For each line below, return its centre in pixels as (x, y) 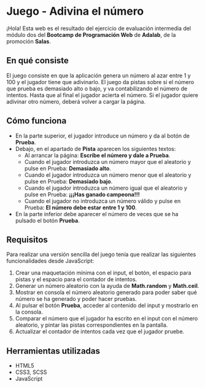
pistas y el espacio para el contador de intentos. (76, 279)
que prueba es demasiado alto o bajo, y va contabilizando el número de (97, 88)
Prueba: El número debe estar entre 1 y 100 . (80, 208)
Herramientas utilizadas (53, 351)
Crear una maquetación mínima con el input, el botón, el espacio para (103, 273)
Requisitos (27, 240)
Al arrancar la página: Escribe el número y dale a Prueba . (97, 155)
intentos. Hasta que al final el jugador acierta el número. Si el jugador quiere (102, 95)
